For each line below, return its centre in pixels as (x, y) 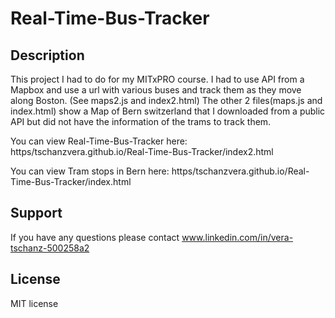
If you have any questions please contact (95, 237)
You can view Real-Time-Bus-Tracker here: (99, 141)
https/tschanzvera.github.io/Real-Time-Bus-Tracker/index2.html (142, 151)
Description (47, 55)
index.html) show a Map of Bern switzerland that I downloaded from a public (168, 111)
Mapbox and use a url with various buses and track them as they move (156, 90)
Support (36, 213)
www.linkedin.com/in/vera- (237, 237)
